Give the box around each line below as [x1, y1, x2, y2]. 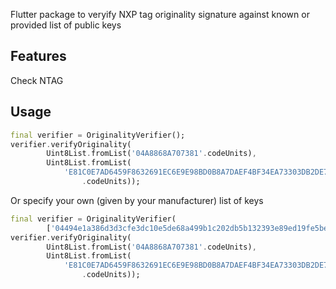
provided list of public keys [10, 19, 122, 31]
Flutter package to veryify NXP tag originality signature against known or [10, 9, 310, 20]
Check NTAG [10, 74, 64, 86]
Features [10, 48, 67, 65]
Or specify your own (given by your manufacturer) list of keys [10, 194, 264, 206]
